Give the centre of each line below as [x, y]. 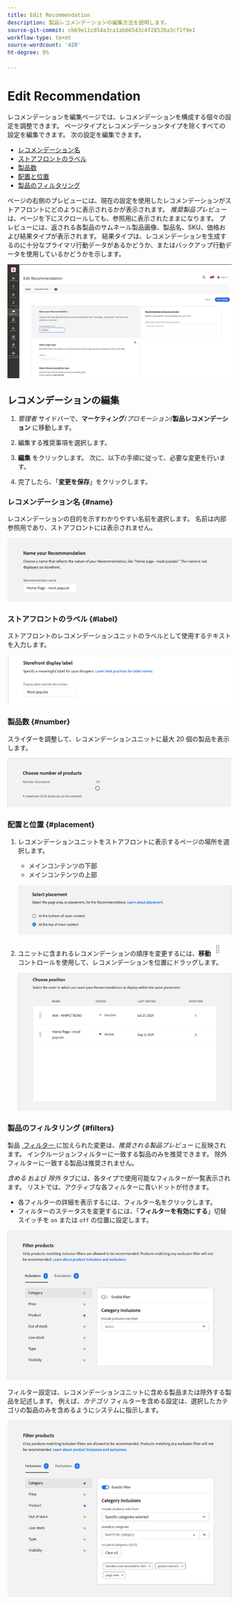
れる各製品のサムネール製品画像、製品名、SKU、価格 [141, 227]
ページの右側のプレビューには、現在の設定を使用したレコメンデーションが [116, 200]
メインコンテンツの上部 [63, 874]
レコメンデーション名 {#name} [60, 502]
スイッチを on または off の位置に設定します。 [85, 1220]
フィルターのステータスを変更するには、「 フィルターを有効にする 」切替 [122, 1211]
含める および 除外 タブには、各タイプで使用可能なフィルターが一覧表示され [119, 1178]
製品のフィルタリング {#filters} [61, 1128]
